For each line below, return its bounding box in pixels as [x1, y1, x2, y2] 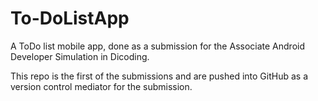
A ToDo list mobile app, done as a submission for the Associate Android [10, 40, 305, 52]
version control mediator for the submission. [10, 80, 193, 92]
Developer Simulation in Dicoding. [10, 50, 150, 62]
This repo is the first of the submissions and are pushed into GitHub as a [10, 70, 309, 82]
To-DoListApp [10, 7, 130, 30]
